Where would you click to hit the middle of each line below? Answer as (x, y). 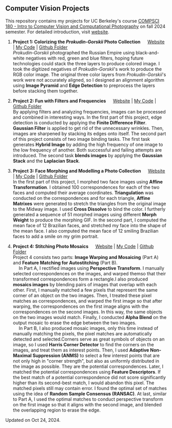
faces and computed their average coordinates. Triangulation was (83, 193)
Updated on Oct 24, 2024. (33, 420)
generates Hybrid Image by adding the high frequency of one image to (88, 144)
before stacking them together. (45, 91)
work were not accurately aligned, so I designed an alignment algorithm (88, 80)
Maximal (22, 355)
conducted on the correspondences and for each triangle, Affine (81, 198)
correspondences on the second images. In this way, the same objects (88, 312)
